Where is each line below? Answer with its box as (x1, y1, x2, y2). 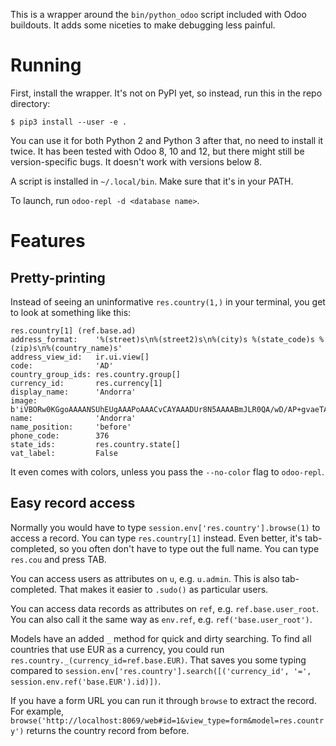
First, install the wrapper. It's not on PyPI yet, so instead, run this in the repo (10, 87, 323, 99)
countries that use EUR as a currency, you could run (10, 643, 225, 655)
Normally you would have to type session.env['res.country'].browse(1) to (10, 521, 321, 533)
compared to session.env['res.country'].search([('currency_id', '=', (10, 664, 312, 676)
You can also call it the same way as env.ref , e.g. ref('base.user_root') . (10, 613, 313, 625)
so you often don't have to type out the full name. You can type (58, 542, 320, 554)
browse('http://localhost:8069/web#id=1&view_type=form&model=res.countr (10, 715, 325, 726)
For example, (10, 705, 65, 717)
